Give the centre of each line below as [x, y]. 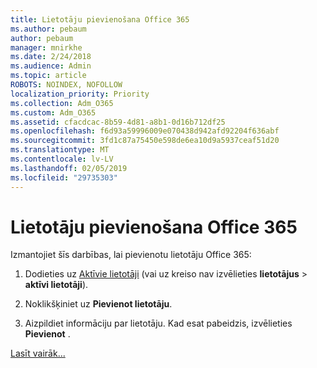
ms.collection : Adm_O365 [62, 103]
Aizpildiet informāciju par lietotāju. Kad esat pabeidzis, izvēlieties [158, 323]
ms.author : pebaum [48, 29]
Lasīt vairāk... [38, 353]
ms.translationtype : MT [60, 150]
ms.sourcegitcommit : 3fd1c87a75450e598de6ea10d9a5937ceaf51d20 [145, 141]
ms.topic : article [48, 76]
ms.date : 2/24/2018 [51, 57]
